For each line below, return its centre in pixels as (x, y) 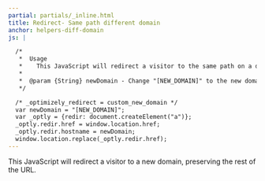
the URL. (22, 169)
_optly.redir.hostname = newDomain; (75, 132)
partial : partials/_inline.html (61, 15)
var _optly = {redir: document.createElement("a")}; (104, 117)
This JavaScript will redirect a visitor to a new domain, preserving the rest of (132, 161)
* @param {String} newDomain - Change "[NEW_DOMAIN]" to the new (130, 81)
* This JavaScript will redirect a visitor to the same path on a (135, 66)
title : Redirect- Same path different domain (84, 23)
